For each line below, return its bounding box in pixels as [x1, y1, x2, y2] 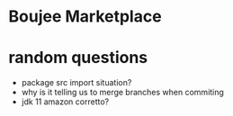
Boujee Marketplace [8, 6, 163, 27]
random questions [8, 48, 148, 68]
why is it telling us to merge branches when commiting [21, 87, 224, 98]
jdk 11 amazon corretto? [21, 96, 110, 107]
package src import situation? [21, 77, 132, 88]
